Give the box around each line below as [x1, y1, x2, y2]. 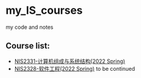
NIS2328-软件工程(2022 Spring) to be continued [14, 65, 136, 72]
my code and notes [5, 23, 54, 31]
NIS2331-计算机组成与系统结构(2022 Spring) [14, 58, 125, 65]
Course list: [5, 41, 51, 51]
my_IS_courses [5, 4, 83, 17]
